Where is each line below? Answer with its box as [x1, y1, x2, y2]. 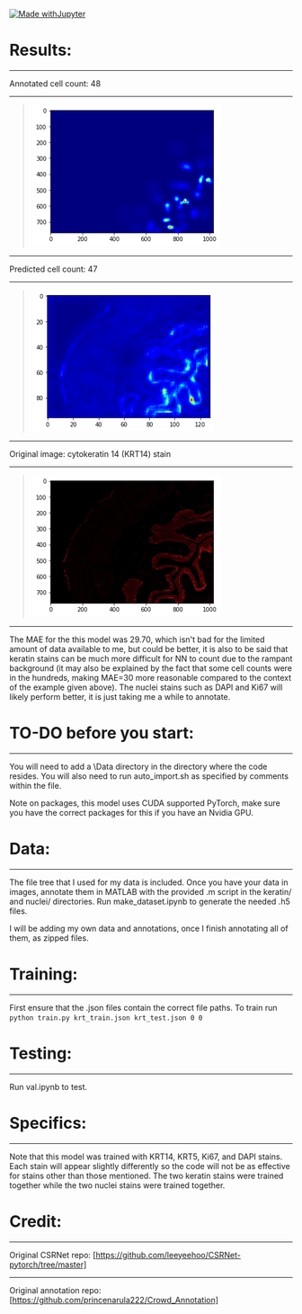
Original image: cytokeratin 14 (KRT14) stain [9, 448, 172, 459]
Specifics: [9, 1113, 87, 1133]
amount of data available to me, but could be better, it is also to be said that [9, 643, 289, 654]
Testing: [9, 1043, 73, 1063]
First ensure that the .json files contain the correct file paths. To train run [9, 1002, 278, 1013]
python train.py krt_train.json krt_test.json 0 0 [9, 1013, 203, 1023]
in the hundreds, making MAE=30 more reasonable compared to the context [9, 672, 292, 683]
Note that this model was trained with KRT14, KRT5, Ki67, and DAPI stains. [9, 1151, 283, 1162]
